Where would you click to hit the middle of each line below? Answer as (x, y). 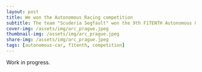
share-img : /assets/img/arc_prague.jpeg (58, 40)
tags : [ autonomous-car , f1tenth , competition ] (66, 46)
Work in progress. (28, 62)
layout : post (23, 12)
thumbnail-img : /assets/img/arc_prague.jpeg (63, 34)
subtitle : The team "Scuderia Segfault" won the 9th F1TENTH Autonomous (99, 23)
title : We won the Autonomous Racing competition (70, 17)
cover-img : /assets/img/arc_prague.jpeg (58, 28)
